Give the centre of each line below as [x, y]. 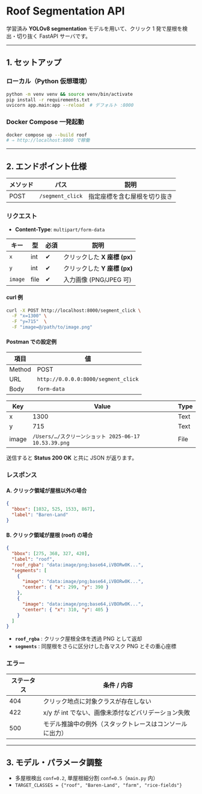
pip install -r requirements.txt [48, 100]
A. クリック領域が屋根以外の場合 [47, 490]
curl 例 [14, 297]
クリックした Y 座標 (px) [98, 268]
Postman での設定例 [32, 341]
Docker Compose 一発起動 [45, 122]
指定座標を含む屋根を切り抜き [130, 197]
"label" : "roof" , [33, 559]
